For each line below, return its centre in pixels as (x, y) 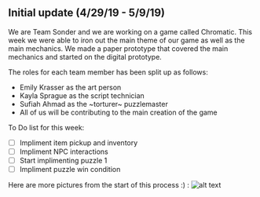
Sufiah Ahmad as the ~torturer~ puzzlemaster (94, 104)
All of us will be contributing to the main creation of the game (118, 112)
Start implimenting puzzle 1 (63, 160)
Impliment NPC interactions (64, 151)
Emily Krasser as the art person (70, 87)
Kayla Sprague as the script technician (82, 95)
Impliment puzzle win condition (70, 169)
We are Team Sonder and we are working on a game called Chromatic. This (130, 31)
